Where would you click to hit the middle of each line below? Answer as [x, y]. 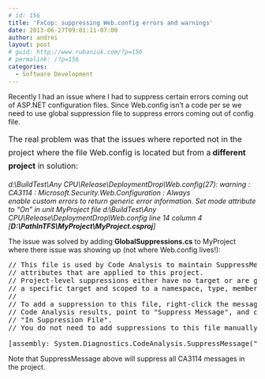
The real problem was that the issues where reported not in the [125, 139]
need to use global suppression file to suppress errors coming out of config [131, 113]
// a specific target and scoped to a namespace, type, [118, 288]
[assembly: [29, 343]
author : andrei [33, 37]
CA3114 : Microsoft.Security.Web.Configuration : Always [99, 192]
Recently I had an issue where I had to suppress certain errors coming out [128, 96]
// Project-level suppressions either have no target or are [129, 280]
